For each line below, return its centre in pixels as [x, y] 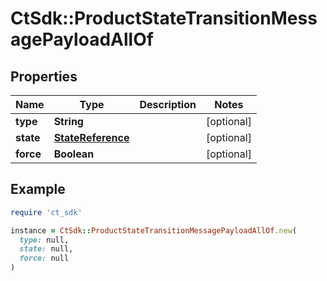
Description [168, 104]
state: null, [46, 249]
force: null [44, 258]
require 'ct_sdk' [46, 212]
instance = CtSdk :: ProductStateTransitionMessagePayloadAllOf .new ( [154, 230]
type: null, [44, 240]
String [68, 121]
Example [38, 189]
